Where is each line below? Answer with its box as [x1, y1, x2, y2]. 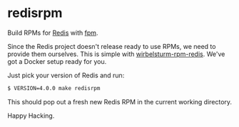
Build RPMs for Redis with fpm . [7, 28, 98, 37]
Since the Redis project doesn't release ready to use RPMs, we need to [7, 42, 216, 50]
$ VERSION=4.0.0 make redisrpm [7, 84, 101, 92]
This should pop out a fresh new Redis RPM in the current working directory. [7, 97, 233, 106]
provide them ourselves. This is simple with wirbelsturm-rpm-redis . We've [7, 50, 225, 58]
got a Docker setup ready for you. [7, 57, 107, 65]
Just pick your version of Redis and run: [7, 71, 125, 79]
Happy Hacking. [7, 111, 55, 120]
